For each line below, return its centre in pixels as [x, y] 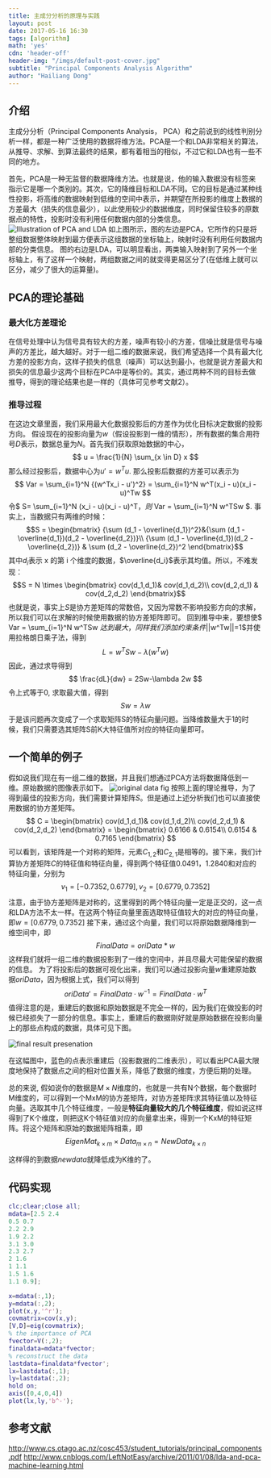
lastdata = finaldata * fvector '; [59, 1363]
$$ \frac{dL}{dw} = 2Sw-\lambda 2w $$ [135, 678]
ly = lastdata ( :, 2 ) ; [39, 1379]
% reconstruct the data [48, 1356]
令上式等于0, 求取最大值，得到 [58, 692]
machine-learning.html [46, 1465]
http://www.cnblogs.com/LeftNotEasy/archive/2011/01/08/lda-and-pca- [142, 1456]
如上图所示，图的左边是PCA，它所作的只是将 [183, 229]
